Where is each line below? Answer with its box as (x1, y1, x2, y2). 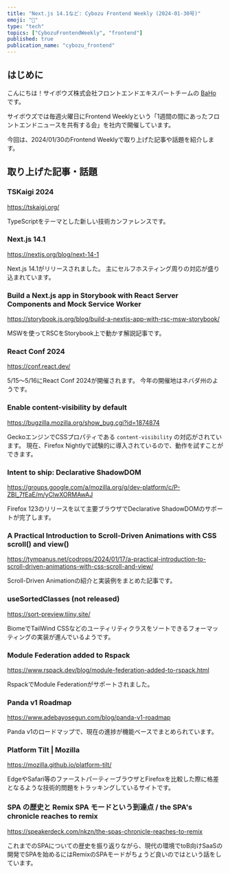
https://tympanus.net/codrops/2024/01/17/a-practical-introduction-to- (7, 555, 207, 563)
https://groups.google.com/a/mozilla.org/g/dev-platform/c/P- (7, 483, 181, 491)
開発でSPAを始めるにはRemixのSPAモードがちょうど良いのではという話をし (7, 850, 222, 858)
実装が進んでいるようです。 (36, 633, 115, 641)
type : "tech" (7, 23, 45, 30)
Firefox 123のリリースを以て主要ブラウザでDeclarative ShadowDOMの (7, 504, 205, 513)
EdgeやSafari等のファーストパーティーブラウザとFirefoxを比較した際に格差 (7, 775, 220, 783)
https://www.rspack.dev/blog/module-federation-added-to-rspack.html (7, 666, 209, 674)
